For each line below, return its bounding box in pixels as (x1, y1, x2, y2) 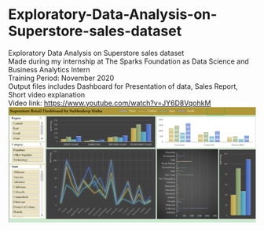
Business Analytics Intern (8, 64, 90, 74)
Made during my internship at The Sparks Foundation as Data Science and (8, 57, 249, 66)
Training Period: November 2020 (8, 73, 115, 82)
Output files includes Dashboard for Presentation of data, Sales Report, (8, 81, 238, 91)
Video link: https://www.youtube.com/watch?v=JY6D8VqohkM (8, 98, 211, 108)
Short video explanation (8, 90, 86, 99)
